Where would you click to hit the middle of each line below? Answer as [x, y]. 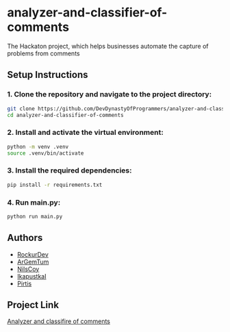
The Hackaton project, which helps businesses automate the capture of [108, 46]
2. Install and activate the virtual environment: [86, 133]
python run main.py [35, 216]
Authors [25, 238]
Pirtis [24, 283]
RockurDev [33, 254]
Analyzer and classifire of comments [59, 321]
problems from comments [43, 53]
